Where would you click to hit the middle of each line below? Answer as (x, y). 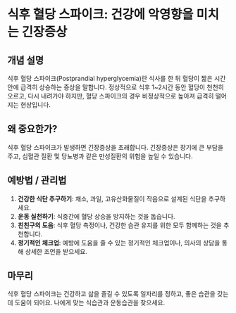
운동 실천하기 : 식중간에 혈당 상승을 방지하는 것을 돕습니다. (96, 216)
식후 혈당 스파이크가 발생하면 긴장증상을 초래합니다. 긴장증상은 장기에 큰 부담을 (116, 147)
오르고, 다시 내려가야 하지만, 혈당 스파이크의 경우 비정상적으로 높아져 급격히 (111, 96)
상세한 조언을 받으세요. (56, 251)
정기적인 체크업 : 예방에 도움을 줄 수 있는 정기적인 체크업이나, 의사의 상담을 (119, 243)
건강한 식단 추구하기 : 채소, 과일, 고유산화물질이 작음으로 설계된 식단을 (112, 198)
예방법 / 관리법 (37, 180)
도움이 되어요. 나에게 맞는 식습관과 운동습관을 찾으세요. (90, 302)
